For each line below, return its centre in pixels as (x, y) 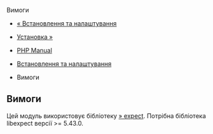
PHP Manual (34, 50)
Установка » (34, 37)
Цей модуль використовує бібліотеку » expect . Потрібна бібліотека (106, 116)
